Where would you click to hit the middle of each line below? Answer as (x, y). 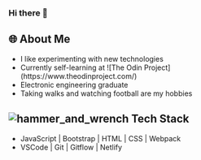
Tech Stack (160, 119)
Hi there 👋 (28, 13)
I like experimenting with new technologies (92, 58)
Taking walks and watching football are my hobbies (106, 93)
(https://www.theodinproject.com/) (79, 76)
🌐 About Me (39, 39)
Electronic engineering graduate (74, 84)
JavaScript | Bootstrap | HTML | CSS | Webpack (100, 138)
